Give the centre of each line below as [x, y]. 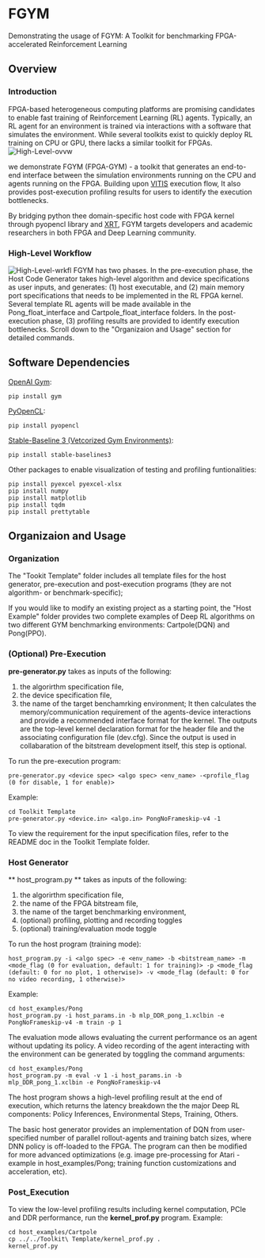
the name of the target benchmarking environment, [103, 912]
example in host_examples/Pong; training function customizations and [123, 1164]
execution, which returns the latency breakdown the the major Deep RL [124, 1106]
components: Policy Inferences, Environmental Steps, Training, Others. [123, 1114]
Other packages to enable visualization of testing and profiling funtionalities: [132, 470]
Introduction [32, 92]
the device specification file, [66, 695]
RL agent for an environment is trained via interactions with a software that [130, 126]
